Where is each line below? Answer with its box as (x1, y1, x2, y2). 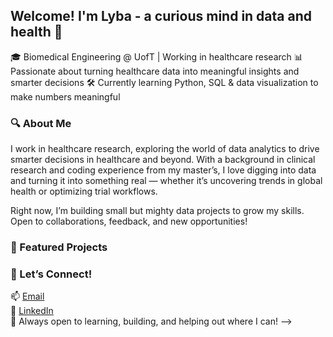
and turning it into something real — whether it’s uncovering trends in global (10, 175, 323, 187)
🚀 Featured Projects (10, 240, 108, 254)
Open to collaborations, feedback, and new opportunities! (10, 215, 248, 228)
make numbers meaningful (10, 90, 121, 103)
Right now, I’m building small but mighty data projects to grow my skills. (10, 205, 305, 217)
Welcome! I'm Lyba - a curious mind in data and (10, 8, 313, 25)
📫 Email (10, 290, 45, 303)
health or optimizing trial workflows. (10, 185, 158, 198)
